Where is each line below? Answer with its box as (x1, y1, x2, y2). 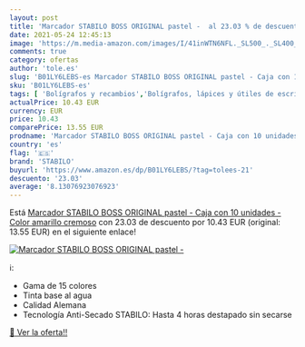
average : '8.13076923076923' (9, 183, 120, 192)
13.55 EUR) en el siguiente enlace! (9, 226, 137, 237)
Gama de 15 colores (22, 281, 97, 292)
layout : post (9, 13, 59, 23)
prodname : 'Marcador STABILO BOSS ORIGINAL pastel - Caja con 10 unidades (9, 132, 299, 141)
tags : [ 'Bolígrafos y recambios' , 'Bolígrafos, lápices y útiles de (9, 89, 274, 98)
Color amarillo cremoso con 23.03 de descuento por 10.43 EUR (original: (9, 217, 281, 228)
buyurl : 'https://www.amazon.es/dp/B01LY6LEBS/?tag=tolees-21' (9, 165, 254, 174)
